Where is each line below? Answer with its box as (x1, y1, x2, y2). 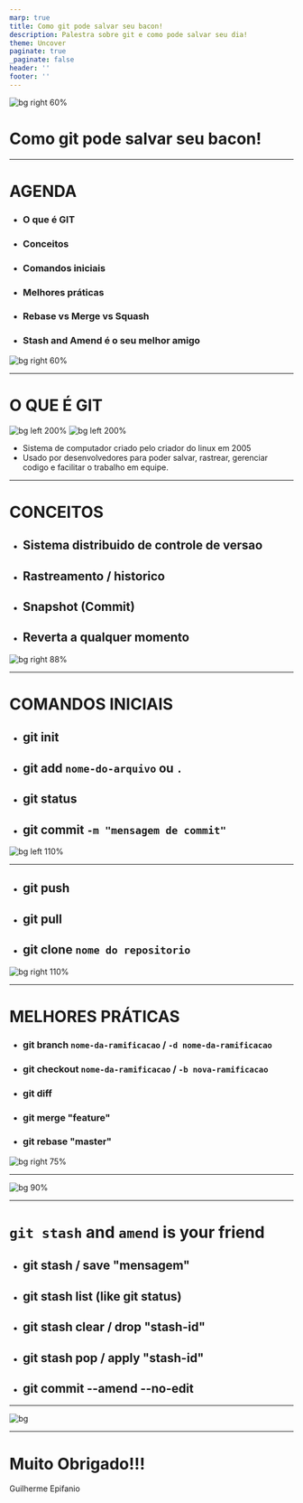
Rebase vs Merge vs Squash (22, 310, 150, 323)
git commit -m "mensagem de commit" (22, 822, 227, 837)
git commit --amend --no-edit (22, 1380, 194, 1396)
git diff (22, 1086, 52, 1099)
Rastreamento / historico (22, 568, 165, 584)
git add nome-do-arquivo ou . (22, 760, 183, 775)
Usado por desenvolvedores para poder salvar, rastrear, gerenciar (22, 452, 269, 463)
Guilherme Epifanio (9, 1483, 81, 1494)
